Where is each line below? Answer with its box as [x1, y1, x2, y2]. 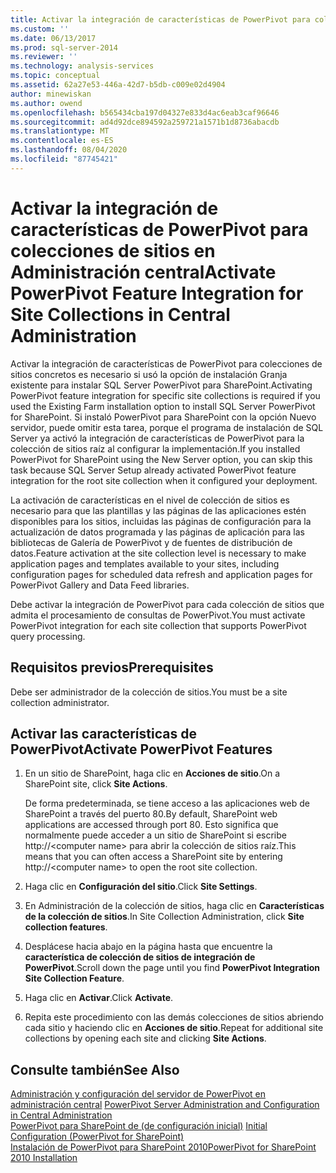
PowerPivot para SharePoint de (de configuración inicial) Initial [10, 1120, 268, 1132]
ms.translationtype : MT [10, 126, 110, 136]
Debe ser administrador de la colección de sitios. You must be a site [10, 686, 288, 698]
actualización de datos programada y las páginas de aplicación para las [10, 526, 305, 538]
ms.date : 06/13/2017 [10, 33, 97, 43]
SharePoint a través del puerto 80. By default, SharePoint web [24, 808, 278, 820]
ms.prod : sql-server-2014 [10, 42, 118, 53]
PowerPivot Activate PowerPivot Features [10, 741, 273, 758]
